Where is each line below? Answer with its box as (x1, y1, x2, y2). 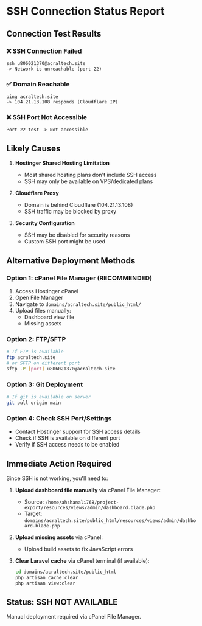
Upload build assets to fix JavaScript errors (24, 545, 133, 552)
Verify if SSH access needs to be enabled (15, 441, 120, 448)
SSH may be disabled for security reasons (24, 231, 130, 238)
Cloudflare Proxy (15, 190, 59, 197)
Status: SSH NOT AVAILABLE (6, 597, 118, 607)
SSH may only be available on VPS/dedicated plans (24, 178, 153, 185)
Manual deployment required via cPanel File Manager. (6, 613, 141, 621)
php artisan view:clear (15, 580, 76, 586)
